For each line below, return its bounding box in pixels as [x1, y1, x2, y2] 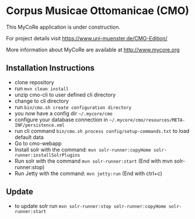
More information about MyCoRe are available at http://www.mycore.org [6, 46, 180, 53]
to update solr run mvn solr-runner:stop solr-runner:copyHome [14, 202, 166, 209]
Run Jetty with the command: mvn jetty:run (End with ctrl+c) [14, 170, 162, 177]
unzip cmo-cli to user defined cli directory [14, 91, 116, 98]
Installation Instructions [6, 63, 95, 73]
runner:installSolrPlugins [14, 152, 81, 158]
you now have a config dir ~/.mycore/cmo [14, 109, 113, 117]
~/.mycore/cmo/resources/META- [109, 117, 186, 123]
